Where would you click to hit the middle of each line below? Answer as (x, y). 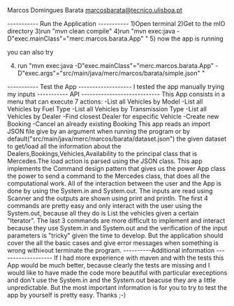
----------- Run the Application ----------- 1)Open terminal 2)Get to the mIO (116, 23)
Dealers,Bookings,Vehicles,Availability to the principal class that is (102, 154)
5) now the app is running (187, 39)
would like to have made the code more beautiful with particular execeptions (117, 273)
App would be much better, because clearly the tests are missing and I (109, 265)
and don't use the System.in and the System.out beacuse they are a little (112, 280)
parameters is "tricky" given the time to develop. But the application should (115, 235)
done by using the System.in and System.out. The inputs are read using (110, 191)
